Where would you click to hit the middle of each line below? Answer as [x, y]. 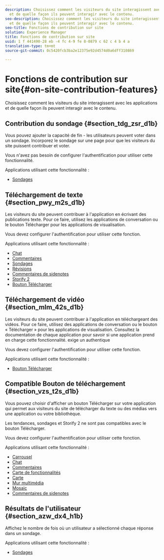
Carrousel [22, 457]
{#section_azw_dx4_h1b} [44, 516]
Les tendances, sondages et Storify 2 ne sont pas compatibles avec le [76, 423]
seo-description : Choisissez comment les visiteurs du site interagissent [83, 19]
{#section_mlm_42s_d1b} [44, 307]
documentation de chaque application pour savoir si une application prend [80, 335]
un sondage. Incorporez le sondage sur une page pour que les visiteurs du [80, 140]
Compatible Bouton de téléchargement [65, 384]
